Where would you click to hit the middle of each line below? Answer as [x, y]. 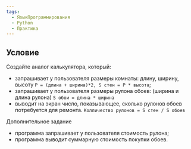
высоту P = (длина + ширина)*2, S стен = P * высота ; [83, 85]
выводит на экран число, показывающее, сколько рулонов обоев [98, 104]
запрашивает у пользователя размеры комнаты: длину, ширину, [97, 79]
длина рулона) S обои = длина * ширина [65, 97]
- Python [22, 23]
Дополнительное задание [39, 122]
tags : [13, 12]
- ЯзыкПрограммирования [41, 17]
